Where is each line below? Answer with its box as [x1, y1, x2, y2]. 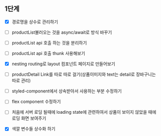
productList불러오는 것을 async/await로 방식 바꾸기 [11, 29, 112, 35]
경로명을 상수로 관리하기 [11, 19, 59, 25]
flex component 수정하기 [11, 98, 61, 105]
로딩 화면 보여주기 [11, 115, 46, 121]
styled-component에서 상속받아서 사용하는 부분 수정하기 [11, 88, 122, 94]
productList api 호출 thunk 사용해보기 [11, 50, 86, 56]
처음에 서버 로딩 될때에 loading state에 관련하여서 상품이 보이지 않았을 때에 [11, 109, 157, 115]
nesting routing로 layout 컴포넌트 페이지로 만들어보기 [11, 61, 115, 67]
